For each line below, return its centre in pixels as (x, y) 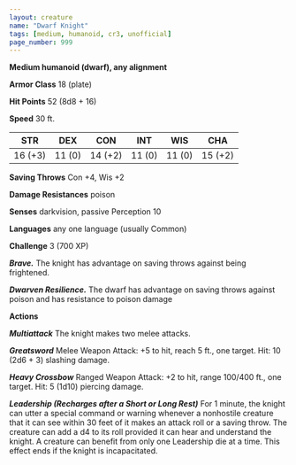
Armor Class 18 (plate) (51, 84)
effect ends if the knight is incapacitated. (83, 451)
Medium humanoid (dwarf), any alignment (88, 67)
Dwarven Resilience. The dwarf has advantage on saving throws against (142, 290)
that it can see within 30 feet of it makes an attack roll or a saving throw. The (148, 422)
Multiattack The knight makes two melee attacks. (100, 334)
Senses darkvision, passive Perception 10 (85, 212)
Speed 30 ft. (32, 119)
